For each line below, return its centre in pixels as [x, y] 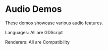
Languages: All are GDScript [34, 32]
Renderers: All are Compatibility [38, 42]
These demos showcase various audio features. [54, 23]
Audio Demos [33, 9]
